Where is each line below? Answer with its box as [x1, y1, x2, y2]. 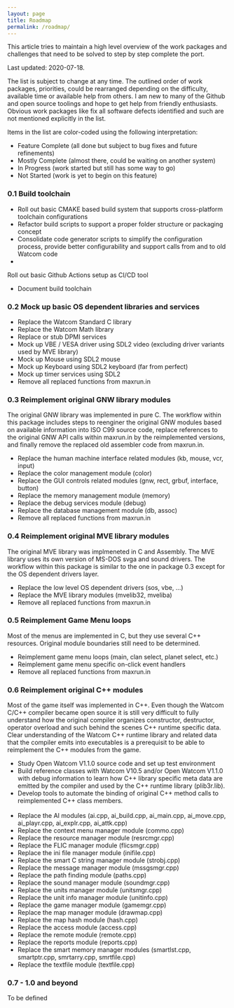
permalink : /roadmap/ [7, 23, 71, 30]
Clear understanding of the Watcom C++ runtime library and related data [7, 731, 217, 739]
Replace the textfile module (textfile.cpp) [17, 960, 135, 969]
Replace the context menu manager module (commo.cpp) [17, 826, 184, 835]
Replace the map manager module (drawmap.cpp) [17, 908, 163, 917]
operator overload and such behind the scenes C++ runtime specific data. [7, 723, 221, 732]
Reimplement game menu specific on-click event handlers [17, 660, 186, 668]
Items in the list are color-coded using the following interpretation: [7, 128, 198, 137]
